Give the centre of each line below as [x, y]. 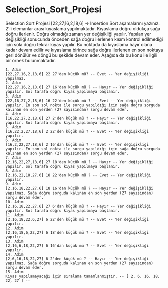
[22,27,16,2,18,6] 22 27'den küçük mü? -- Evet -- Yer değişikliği [77, 74]
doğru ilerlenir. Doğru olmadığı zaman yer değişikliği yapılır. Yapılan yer [78, 34]
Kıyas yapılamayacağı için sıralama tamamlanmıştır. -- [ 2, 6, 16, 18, [83, 276]
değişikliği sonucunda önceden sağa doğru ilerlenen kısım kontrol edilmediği [84, 39]
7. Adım [13, 158]
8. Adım [13, 171]
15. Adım [14, 272]
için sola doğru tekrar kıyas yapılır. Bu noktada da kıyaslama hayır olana [79, 44]
